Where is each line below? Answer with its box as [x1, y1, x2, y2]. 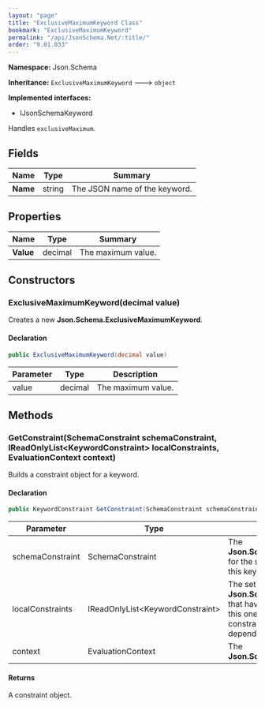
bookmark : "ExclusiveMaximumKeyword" [8, 26, 132, 34]
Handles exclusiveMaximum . [8, 124, 96, 133]
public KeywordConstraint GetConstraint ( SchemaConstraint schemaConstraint [8, 506, 263, 514]
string [42, 183, 65, 194]
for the [228, 556, 253, 567]
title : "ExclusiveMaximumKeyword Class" [8, 19, 144, 27]
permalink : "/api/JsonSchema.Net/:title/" [8, 33, 150, 42]
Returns [8, 672, 35, 683]
